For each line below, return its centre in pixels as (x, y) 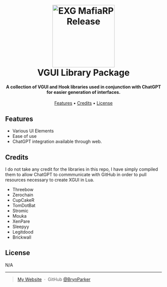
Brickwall (22, 237)
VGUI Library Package (83, 73)
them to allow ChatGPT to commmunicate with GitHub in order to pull (76, 175)
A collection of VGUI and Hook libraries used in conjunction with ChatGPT (83, 87)
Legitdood (23, 232)
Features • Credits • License (83, 103)
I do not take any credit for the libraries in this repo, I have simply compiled (82, 169)
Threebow (23, 190)
